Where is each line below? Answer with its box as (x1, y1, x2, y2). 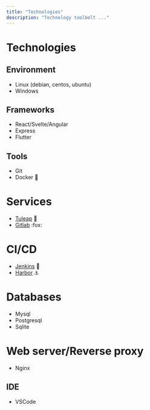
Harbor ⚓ (15, 269, 39, 276)
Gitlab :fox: (15, 222, 42, 229)
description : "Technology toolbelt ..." (6, 15, 110, 21)
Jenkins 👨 (15, 263, 41, 269)
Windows (15, 87, 39, 94)
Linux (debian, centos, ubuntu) (15, 81, 92, 88)
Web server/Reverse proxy (6, 345, 144, 358)
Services (6, 195, 53, 209)
